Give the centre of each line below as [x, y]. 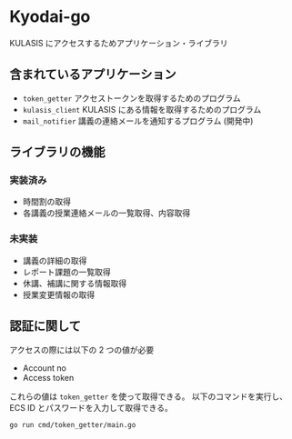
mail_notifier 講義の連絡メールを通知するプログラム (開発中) [138, 121]
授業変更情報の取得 [59, 294]
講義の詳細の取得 [55, 260]
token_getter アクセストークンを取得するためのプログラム [131, 98]
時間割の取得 [46, 202]
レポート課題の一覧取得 [66, 272]
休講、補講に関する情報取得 [75, 283]
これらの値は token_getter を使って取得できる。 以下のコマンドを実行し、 [149, 396]
